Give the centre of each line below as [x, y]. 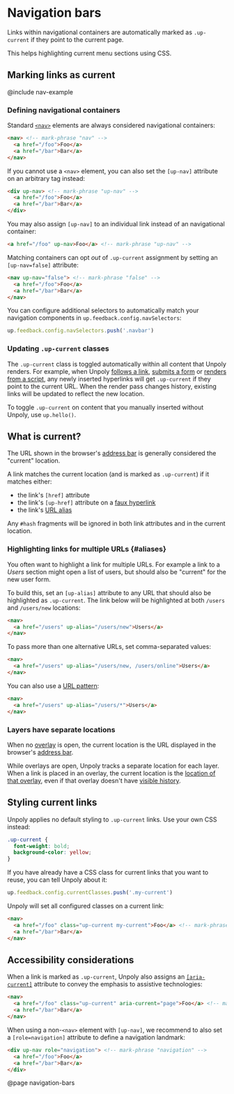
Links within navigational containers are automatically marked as [100, 32]
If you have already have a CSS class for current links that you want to [108, 873]
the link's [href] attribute [54, 495]
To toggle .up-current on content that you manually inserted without [106, 407]
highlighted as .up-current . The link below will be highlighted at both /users [116, 600]
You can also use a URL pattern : [53, 685]
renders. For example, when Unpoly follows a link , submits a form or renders [117, 371]
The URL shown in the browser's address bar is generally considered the [112, 453]
